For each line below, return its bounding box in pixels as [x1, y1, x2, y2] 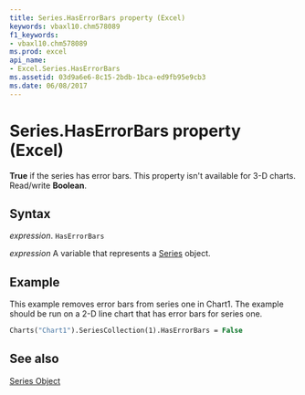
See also [9, 351, 59, 367]
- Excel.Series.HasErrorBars [9, 65, 121, 74]
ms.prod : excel [9, 47, 68, 57]
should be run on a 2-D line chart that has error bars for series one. [9, 308, 263, 319]
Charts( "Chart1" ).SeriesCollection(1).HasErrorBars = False [9, 326, 244, 336]
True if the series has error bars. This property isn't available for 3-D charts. [9, 170, 297, 181]
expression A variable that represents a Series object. [9, 248, 212, 259]
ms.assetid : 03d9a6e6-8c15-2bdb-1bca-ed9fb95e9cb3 [9, 73, 206, 82]
